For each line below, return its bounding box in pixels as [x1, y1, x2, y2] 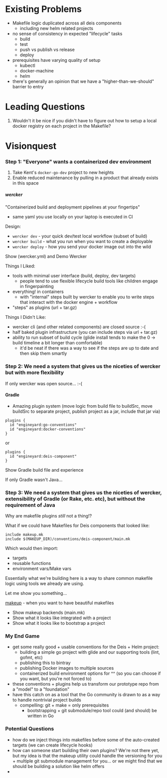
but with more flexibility [5, 369, 64, 376]
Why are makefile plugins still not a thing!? [5, 513, 92, 519]
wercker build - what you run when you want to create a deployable [12, 239, 153, 245]
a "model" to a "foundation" [12, 686, 70, 692]
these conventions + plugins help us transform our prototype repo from [12, 681, 160, 687]
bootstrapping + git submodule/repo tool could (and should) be [27, 708, 157, 714]
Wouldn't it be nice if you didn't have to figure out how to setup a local [12, 117, 157, 123]
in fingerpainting [19, 283, 54, 289]
